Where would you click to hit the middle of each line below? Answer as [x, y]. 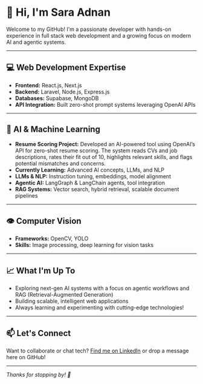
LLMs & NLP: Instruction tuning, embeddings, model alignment [93, 176]
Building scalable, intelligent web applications [72, 301]
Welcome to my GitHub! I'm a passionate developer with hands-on [89, 29]
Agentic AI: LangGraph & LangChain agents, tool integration [90, 183]
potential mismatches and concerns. [60, 163]
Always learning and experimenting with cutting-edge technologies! [99, 308]
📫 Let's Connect [39, 333]
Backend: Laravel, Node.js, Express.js [62, 92]
